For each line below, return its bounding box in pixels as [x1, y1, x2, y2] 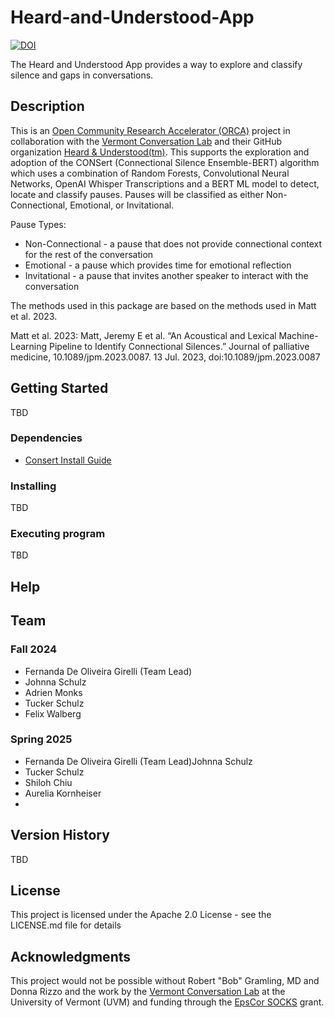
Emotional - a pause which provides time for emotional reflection [24, 259, 292, 271]
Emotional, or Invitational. [69, 199, 175, 211]
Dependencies [10, 431, 83, 445]
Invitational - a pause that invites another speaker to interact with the [24, 269, 309, 281]
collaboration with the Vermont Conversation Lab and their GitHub [10, 135, 283, 147]
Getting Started [10, 380, 109, 397]
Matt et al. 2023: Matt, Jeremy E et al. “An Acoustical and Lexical [10, 329, 277, 341]
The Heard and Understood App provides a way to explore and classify [10, 58, 303, 70]
